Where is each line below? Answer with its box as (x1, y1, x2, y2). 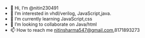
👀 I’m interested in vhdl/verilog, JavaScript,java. (10, 10, 112, 16)
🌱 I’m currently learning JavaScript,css (10, 16, 93, 22)
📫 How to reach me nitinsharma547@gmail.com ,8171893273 (10, 27, 140, 33)
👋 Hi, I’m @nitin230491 (10, 5, 59, 11)
